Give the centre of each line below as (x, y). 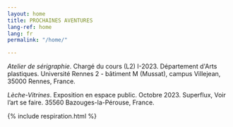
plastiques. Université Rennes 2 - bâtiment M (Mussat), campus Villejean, (114, 74)
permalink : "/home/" (38, 40)
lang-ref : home (30, 27)
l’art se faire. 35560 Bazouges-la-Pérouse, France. (81, 102)
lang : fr (20, 34)
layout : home (26, 14)
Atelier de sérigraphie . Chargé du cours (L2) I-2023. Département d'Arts (112, 66)
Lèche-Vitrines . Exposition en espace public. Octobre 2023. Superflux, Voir (116, 95)
